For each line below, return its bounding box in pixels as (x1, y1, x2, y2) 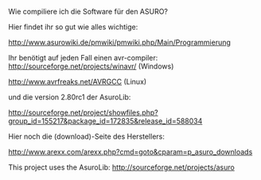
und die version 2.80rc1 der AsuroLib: (8, 92, 131, 102)
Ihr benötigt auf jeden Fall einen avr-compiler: (8, 53, 158, 62)
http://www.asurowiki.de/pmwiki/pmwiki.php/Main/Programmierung (8, 37, 231, 47)
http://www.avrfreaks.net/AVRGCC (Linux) (8, 77, 147, 86)
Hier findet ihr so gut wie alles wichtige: (8, 22, 138, 31)
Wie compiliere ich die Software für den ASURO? (8, 7, 169, 16)
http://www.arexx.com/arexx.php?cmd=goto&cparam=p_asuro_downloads (8, 147, 253, 156)
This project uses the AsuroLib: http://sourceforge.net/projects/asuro (8, 162, 235, 172)
